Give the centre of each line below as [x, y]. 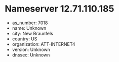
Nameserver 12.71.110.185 [59, 9]
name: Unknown [29, 28]
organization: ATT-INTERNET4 [44, 44]
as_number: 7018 [30, 23]
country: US [25, 39]
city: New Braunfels [33, 33]
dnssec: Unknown [31, 55]
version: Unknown [31, 49]
